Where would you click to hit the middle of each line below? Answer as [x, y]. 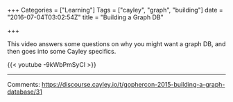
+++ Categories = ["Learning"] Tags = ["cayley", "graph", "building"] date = [115, 10]
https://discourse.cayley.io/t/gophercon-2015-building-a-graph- [133, 84]
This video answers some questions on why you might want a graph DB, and [116, 44]
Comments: [24, 84]
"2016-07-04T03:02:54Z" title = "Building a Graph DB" [86, 17]
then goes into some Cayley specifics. [62, 51]
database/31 [25, 92]
